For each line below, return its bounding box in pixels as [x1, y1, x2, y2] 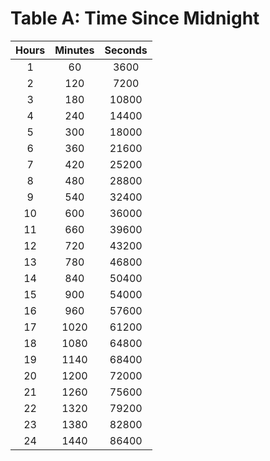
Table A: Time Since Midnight [10, 7, 260, 30]
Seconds [104, 43, 148, 57]
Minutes [54, 43, 95, 57]
